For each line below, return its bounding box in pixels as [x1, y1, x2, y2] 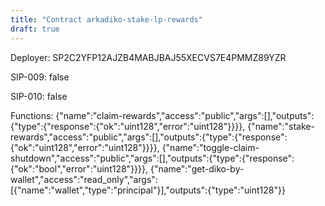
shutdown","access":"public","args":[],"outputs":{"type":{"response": [10, 152, 295, 164]
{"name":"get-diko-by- [149, 162, 245, 175]
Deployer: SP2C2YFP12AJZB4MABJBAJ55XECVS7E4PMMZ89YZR [10, 51, 287, 63]
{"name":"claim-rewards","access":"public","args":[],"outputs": [55, 109, 315, 121]
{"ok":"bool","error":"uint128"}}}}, [10, 162, 149, 175]
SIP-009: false [10, 71, 70, 83]
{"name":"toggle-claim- [161, 141, 260, 153]
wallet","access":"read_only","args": [10, 173, 158, 185]
